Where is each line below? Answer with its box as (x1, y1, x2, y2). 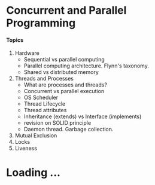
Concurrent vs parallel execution (23, 88, 105, 95)
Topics (6, 36, 24, 44)
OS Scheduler (23, 94, 59, 101)
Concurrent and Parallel (6, 4, 127, 17)
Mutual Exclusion (14, 132, 57, 139)
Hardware (14, 50, 40, 57)
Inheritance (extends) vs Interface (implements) (23, 113, 142, 120)
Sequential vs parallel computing (23, 56, 105, 63)
